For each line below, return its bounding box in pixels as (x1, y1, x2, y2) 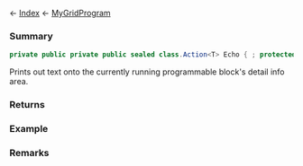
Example (9, 123, 49, 135)
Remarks (9, 146, 50, 159)
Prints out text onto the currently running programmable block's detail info (9, 66, 285, 77)
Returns (9, 99, 45, 111)
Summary (9, 30, 54, 42)
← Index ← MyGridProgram (9, 8, 111, 18)
